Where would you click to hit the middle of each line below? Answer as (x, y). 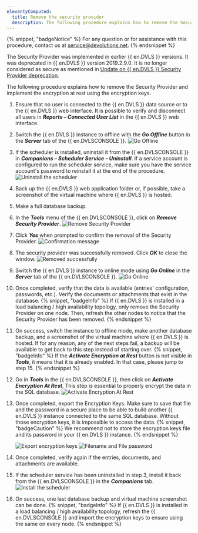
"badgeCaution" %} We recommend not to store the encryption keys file (103, 428)
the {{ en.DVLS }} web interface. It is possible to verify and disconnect (100, 111)
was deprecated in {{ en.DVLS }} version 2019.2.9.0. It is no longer (87, 63)
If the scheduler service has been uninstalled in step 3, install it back (98, 475)
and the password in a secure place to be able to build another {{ (94, 410)
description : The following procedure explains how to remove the (95, 22)
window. (25, 259)
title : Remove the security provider (58, 17)
